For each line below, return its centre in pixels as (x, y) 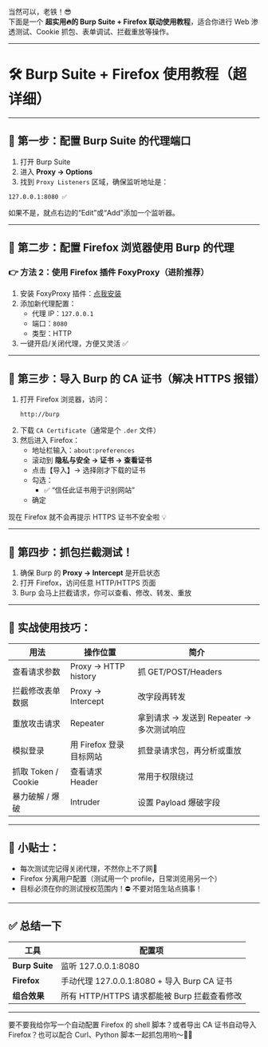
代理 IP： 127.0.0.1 (63, 314)
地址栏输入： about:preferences (83, 450)
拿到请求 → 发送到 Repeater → (195, 717)
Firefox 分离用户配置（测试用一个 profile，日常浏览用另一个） (120, 878)
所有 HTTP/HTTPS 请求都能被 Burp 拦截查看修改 (152, 996)
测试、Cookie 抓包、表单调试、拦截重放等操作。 (94, 32)
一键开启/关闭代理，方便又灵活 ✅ (74, 344)
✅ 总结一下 (35, 926)
